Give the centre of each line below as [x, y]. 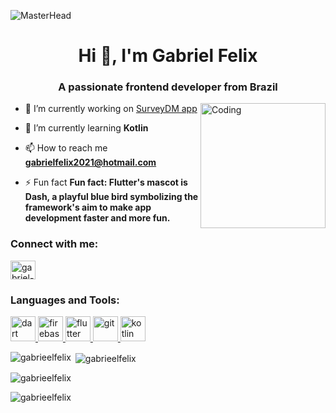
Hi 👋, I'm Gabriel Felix [168, 56]
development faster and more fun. [97, 218]
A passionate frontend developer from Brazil [168, 87]
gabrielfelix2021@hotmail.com [90, 162]
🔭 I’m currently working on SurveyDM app [111, 109]
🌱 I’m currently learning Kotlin [86, 128]
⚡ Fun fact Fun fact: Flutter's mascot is [106, 182]
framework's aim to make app [88, 207]
